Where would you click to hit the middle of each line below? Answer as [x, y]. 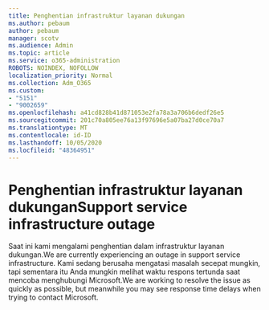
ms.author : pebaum [39, 23]
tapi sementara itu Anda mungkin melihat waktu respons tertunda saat [124, 272]
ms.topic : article [39, 53]
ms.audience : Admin [41, 46]
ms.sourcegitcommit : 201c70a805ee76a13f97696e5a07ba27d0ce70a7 [116, 120]
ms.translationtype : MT [48, 128]
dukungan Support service [98, 207]
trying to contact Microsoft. [53, 297]
